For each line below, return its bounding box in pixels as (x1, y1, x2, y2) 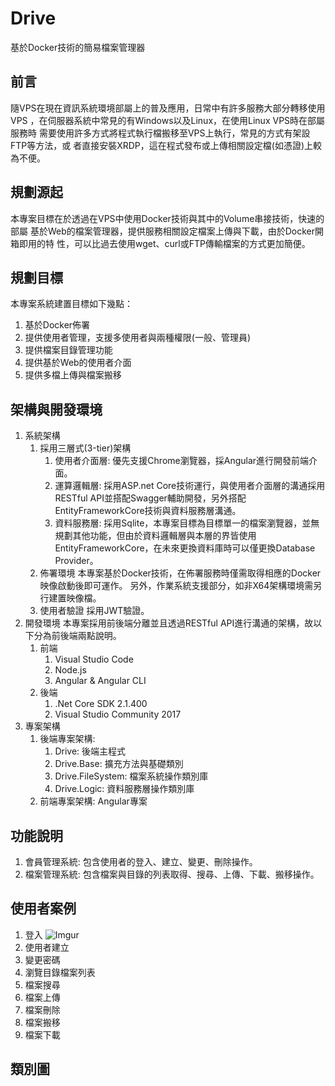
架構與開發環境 (10, 401, 103, 418)
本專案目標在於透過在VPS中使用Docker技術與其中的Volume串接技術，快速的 (10, 212, 325, 224)
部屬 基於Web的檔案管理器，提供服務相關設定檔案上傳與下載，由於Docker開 (10, 225, 325, 237)
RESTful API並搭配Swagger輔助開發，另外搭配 (54, 492, 247, 504)
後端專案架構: (39, 733, 96, 745)
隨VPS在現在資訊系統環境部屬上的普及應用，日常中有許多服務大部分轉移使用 (10, 102, 326, 114)
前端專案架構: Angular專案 (39, 795, 148, 807)
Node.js (54, 664, 87, 676)
